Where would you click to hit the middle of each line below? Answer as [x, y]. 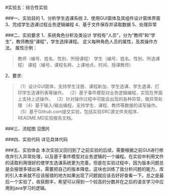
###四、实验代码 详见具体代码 [36, 139]
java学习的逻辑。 [31, 188]
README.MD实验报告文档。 [46, 118]
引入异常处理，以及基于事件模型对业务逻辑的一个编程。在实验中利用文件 [89, 156]
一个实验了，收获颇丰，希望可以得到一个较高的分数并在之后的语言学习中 [84, 182]
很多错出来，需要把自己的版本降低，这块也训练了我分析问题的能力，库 [91, 169]
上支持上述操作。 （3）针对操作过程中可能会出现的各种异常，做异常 [88, 99]
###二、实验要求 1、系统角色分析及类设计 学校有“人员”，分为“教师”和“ [78, 35]
